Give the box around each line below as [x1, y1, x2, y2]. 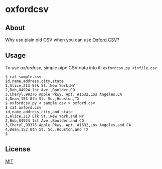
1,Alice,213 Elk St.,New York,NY [5, 83, 75, 88]
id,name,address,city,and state [5, 109, 73, 114]
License [5, 145, 31, 153]
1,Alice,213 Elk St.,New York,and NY [5, 114, 84, 119]
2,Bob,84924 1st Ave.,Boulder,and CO [5, 118, 84, 123]
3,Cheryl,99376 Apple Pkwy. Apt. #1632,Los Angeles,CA [5, 92, 122, 97]
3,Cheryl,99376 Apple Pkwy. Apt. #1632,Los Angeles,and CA [5, 122, 131, 127]
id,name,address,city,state [5, 79, 64, 84]
